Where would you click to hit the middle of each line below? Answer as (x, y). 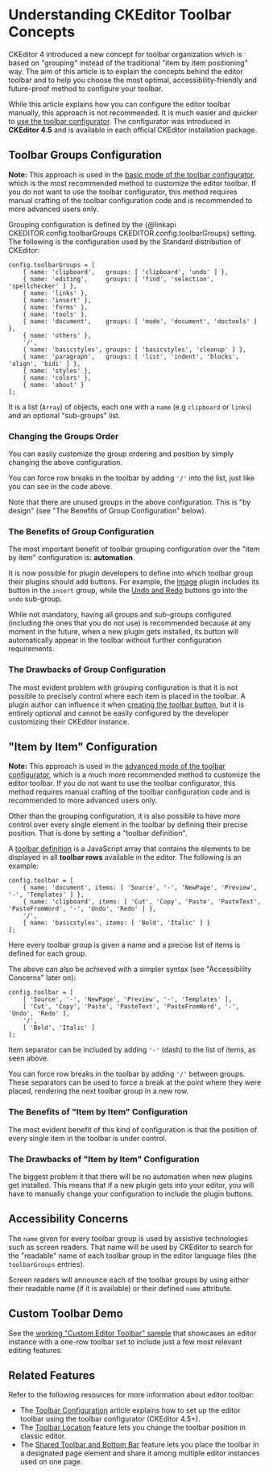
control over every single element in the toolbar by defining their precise (128, 824)
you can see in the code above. (60, 487)
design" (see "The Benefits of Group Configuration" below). (108, 511)
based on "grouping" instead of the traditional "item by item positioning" (128, 63)
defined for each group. (48, 953)
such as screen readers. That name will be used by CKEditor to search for (131, 1247)
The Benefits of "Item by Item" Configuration (98, 1112)
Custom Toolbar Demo (66, 1314)
